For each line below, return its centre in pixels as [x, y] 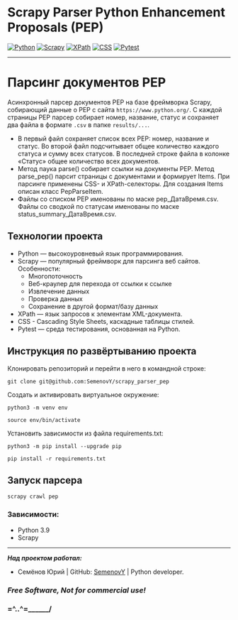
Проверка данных [55, 298]
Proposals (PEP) [56, 27]
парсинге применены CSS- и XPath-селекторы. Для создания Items [120, 184]
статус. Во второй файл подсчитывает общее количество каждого [118, 146]
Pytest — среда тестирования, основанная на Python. [99, 329]
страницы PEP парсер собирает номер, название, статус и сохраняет [113, 117]
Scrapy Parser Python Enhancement [116, 12]
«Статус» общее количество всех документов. [89, 161]
